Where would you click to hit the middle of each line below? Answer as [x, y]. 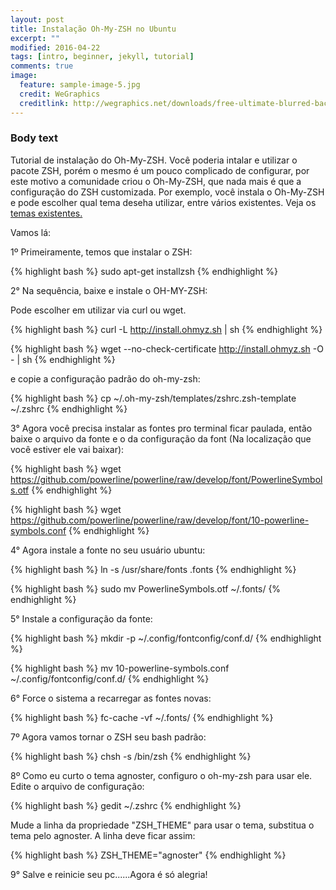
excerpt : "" [35, 38]
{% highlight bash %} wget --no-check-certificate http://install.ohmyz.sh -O [167, 348]
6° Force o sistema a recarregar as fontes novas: [111, 698]
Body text [34, 138]
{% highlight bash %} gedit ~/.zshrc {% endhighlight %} [126, 805]
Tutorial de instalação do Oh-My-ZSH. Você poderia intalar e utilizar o [154, 160]
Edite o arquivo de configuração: [77, 786]
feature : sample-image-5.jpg [80, 85]
